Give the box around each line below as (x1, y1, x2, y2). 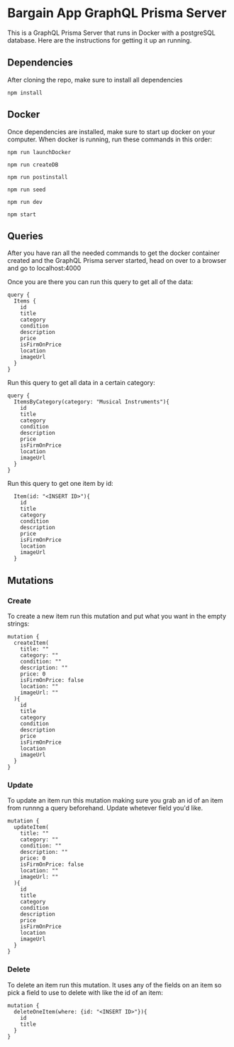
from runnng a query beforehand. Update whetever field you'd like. (7, 804, 204, 813)
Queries (7, 229, 44, 242)
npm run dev (7, 198, 43, 205)
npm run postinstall (7, 173, 69, 180)
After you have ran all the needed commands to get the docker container (7, 249, 220, 257)
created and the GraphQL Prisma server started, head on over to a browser (7, 256, 227, 265)
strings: (7, 619, 30, 628)
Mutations (7, 574, 54, 587)
